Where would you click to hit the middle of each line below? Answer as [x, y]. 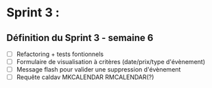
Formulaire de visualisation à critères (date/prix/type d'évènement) [111, 62]
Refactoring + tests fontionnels [60, 54]
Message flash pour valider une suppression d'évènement [98, 70]
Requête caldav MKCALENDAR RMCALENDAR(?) [85, 77]
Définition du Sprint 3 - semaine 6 [80, 38]
